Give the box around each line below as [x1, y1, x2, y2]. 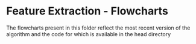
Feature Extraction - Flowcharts [6, 4, 169, 18]
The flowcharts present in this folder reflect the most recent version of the [6, 24, 191, 31]
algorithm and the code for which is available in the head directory [6, 30, 171, 37]
